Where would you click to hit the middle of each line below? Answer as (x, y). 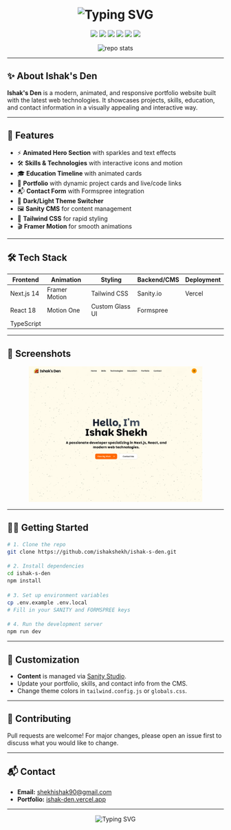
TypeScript (25, 323)
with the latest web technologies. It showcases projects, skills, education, (111, 100)
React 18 (23, 310)
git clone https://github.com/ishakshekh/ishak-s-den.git (92, 552)
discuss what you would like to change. (63, 743)
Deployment (203, 280)
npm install (24, 581)
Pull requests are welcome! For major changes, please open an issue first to (114, 735)
